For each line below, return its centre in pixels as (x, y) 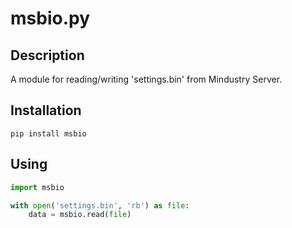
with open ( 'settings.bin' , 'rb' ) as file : (100, 205)
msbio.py (50, 18)
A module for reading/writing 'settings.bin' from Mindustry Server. (146, 79)
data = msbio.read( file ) (80, 215)
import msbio (37, 187)
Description (47, 55)
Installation (46, 110)
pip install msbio (48, 133)
